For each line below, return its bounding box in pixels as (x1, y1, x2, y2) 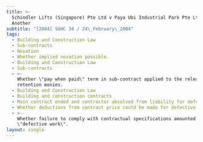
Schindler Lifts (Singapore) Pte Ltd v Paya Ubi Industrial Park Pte (11, 15, 190, 21)
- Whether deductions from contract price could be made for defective (11, 104, 196, 111)
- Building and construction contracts (11, 93, 112, 99)
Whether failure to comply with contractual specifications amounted (17, 115, 196, 121)
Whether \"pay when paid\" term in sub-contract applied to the (17, 76, 182, 82)
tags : (6, 31, 20, 37)
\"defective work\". (17, 121, 69, 127)
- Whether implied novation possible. (11, 54, 110, 60)
